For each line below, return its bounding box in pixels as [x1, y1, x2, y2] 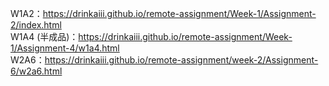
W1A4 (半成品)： [10, 31, 79, 42]
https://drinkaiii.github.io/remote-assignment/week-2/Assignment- [44, 54, 319, 66]
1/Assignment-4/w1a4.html [10, 42, 120, 54]
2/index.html [10, 19, 62, 31]
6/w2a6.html [10, 65, 63, 77]
